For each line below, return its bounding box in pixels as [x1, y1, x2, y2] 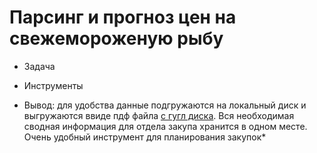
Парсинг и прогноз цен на [9, 6, 237, 29]
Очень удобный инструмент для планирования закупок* [23, 131, 267, 143]
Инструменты [23, 79, 84, 91]
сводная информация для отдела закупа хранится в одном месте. [23, 120, 308, 132]
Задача [23, 60, 56, 72]
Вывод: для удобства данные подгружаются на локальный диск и [23, 99, 307, 111]
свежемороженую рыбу [9, 27, 224, 50]
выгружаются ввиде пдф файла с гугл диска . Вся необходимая [23, 109, 295, 121]
